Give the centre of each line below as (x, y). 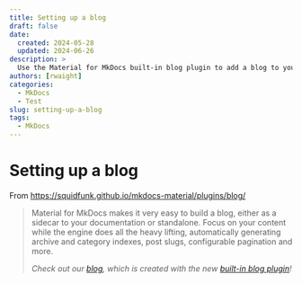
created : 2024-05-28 (56, 43)
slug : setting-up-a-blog (56, 110)
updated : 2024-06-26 (56, 51)
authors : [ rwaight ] (46, 76)
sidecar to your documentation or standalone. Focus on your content (159, 222)
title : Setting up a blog (58, 18)
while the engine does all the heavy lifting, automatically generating (156, 232)
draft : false (34, 26)
